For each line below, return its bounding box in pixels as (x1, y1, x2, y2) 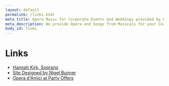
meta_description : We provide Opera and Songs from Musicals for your (5, 21, 156, 27)
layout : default (5, 7, 39, 13)
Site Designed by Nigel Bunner (12, 70, 76, 76)
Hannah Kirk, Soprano (12, 64, 59, 70)
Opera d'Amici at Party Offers (12, 75, 74, 81)
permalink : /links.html (5, 12, 55, 17)
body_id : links (5, 26, 37, 31)
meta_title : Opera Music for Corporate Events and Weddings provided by (5, 17, 161, 22)
